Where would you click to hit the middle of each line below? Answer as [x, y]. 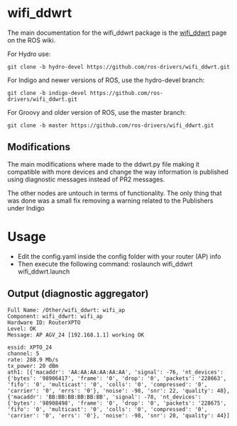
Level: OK [22, 329]
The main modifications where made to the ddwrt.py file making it [104, 164]
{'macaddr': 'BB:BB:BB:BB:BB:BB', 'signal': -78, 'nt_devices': [104, 397]
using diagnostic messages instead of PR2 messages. [86, 179]
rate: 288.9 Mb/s [33, 359]
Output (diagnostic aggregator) [78, 294]
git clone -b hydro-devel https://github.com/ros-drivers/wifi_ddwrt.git [119, 67]
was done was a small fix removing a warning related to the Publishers [110, 201]
